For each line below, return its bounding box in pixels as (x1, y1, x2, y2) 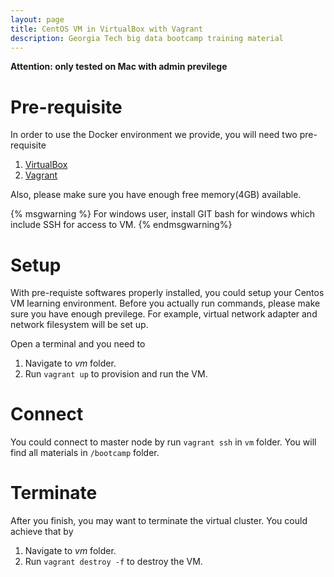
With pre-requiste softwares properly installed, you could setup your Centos (10, 287, 325, 299)
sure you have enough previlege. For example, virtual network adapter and (10, 308, 318, 320)
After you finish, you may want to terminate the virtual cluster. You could (10, 515, 308, 527)
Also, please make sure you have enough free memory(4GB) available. (10, 189, 302, 201)
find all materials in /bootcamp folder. (10, 447, 160, 459)
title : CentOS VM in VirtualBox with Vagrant (10, 24, 203, 34)
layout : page (10, 14, 65, 25)
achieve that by (10, 526, 74, 538)
